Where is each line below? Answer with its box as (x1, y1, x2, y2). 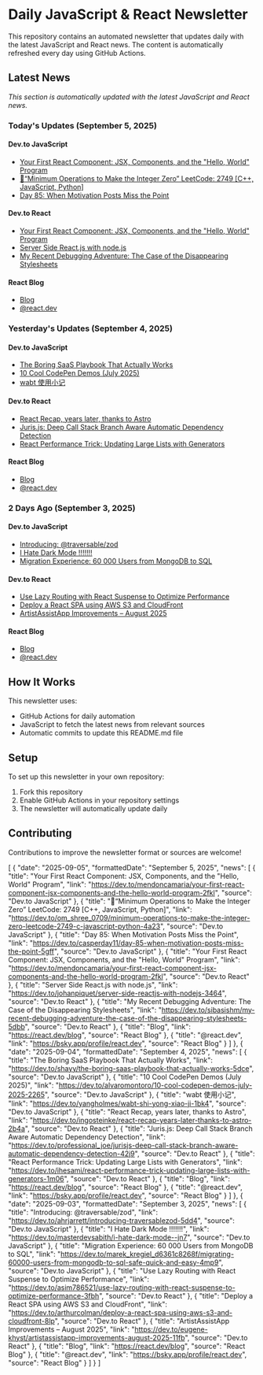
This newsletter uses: (8, 696, 78, 706)
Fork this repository (19, 787, 83, 796)
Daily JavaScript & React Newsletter (8, 6, 249, 24)
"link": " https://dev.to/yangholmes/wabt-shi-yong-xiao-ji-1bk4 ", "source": (8, 1099, 247, 1108)
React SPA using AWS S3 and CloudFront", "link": (8, 1299, 167, 1309)
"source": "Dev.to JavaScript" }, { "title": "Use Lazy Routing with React (8, 1266, 236, 1275)
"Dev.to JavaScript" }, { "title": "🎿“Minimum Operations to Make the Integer (8, 896, 251, 906)
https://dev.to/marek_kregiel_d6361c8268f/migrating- (60, 1249, 234, 1258)
